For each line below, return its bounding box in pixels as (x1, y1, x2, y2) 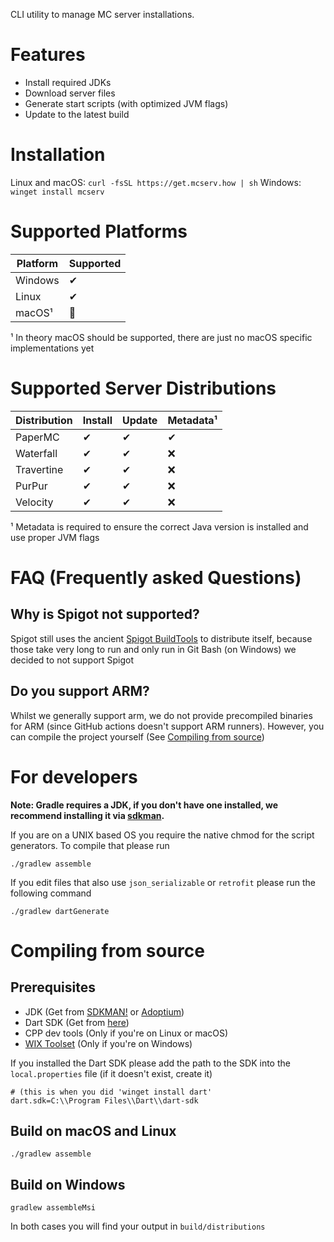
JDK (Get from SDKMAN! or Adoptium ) (24, 1005, 185, 1018)
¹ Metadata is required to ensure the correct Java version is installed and (10, 520, 309, 533)
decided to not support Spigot (10, 654, 135, 666)
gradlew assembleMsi (10, 1203, 97, 1213)
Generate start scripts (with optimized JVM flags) (24, 97, 229, 109)
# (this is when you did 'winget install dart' (10, 1087, 213, 1097)
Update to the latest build (24, 108, 130, 120)
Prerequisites (10, 979, 96, 996)
